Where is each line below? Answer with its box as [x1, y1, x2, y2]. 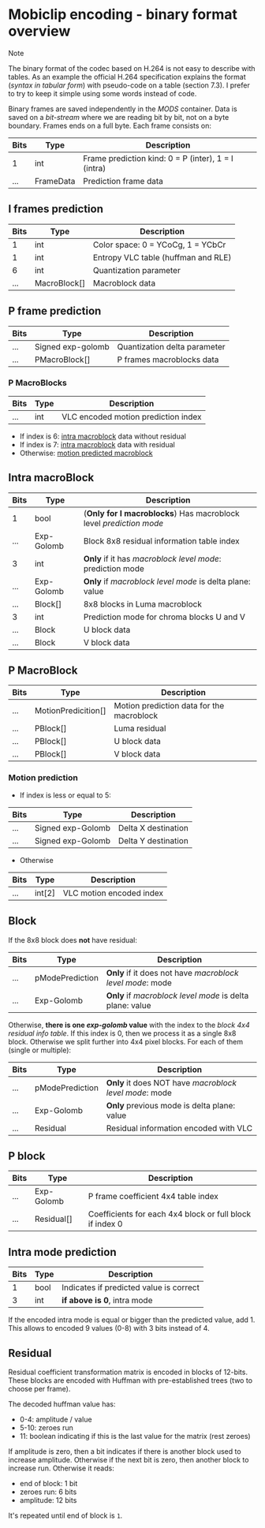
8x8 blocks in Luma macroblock [83, 598, 203, 609]
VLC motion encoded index [62, 887, 164, 898]
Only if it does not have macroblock [106, 967, 239, 978]
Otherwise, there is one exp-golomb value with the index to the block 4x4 [8, 1020, 250, 1029]
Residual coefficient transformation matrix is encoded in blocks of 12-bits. [8, 1367, 248, 1377]
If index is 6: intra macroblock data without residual [19, 432, 187, 441]
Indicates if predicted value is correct [62, 1282, 200, 1293]
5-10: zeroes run [19, 1423, 73, 1433]
